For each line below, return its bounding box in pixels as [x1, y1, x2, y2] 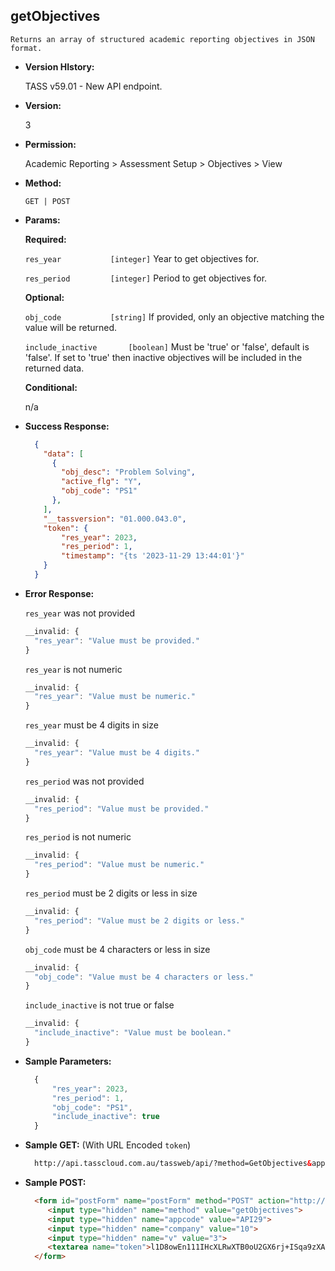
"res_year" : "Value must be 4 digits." [34, 748, 201, 758]
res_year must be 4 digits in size [24, 719, 159, 731]
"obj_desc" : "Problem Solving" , [61, 467, 196, 478]
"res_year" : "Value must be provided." [34, 635, 201, 646]
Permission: [24, 138, 77, 150]
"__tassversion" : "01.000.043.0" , [43, 514, 187, 524]
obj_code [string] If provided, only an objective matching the [24, 310, 325, 323]
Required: [24, 233, 67, 245]
